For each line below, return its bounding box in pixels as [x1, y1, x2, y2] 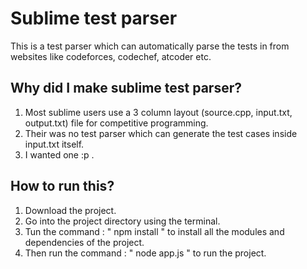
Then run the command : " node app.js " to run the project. [24, 247, 267, 259]
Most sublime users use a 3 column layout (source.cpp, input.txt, [24, 106, 293, 118]
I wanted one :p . [24, 148, 95, 161]
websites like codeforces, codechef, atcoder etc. [10, 50, 212, 62]
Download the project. [24, 204, 117, 216]
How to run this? [10, 178, 115, 195]
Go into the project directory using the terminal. [24, 215, 221, 227]
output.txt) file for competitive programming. [24, 117, 209, 129]
